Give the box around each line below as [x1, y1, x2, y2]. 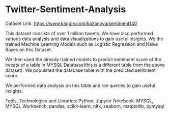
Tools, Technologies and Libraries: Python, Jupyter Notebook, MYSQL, [5, 98, 154, 104]
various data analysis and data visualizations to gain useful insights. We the [5, 36, 164, 42]
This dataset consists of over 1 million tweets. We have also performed [5, 30, 154, 36]
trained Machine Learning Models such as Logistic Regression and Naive [5, 41, 158, 47]
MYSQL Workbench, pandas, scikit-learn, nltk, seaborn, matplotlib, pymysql [5, 103, 164, 109]
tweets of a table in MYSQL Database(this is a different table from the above [5, 62, 165, 68]
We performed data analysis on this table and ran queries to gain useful [5, 82, 155, 89]
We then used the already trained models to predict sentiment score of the [5, 56, 162, 62]
